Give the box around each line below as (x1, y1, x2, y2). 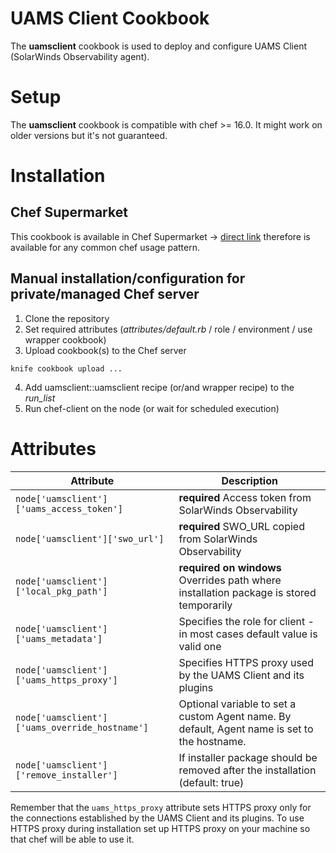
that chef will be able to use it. (10, 833, 135, 845)
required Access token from (178, 490, 312, 504)
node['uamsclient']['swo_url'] (15, 533, 165, 544)
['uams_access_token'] (15, 503, 123, 514)
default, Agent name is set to (178, 722, 314, 736)
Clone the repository (24, 312, 110, 324)
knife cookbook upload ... (10, 363, 123, 374)
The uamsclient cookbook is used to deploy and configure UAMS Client (10, 40, 308, 52)
